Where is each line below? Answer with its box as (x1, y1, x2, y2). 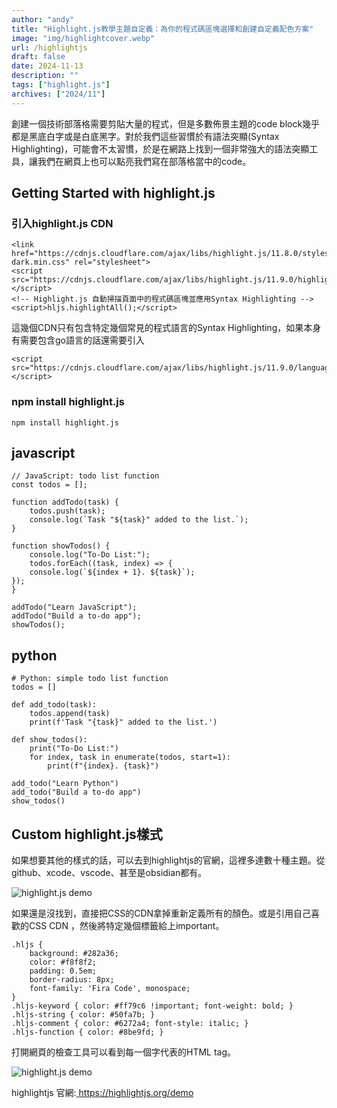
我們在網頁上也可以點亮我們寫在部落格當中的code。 (37, 155, 252, 167)
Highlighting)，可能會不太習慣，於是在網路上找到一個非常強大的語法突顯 (11, 142, 310, 155)
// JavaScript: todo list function (11, 471, 160, 481)
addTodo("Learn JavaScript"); (11, 602, 138, 613)
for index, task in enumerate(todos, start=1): (29, 752, 231, 763)
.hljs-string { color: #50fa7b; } (11, 1010, 156, 1020)
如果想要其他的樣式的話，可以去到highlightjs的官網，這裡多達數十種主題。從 (11, 854, 326, 866)
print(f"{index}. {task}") (47, 761, 160, 771)
